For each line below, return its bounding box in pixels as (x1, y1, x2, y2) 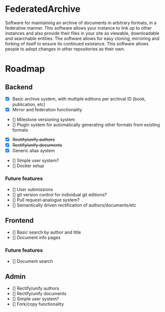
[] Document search (12, 258, 53, 264)
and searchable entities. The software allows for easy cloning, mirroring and (5, 35, 160, 41)
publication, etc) (12, 102, 46, 107)
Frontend (5, 216, 34, 225)
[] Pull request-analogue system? (12, 197, 80, 203)
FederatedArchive (5, 3, 81, 15)
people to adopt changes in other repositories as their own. (5, 46, 126, 52)
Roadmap (5, 63, 45, 74)
